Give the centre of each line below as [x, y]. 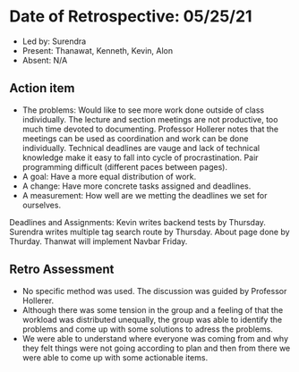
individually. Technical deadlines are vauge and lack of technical [141, 148]
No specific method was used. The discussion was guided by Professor [154, 291]
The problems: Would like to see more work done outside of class [143, 110]
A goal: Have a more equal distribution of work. [109, 176]
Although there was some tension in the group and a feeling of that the [153, 309]
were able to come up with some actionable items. [115, 357]
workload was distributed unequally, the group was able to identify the [152, 319]
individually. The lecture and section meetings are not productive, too [150, 119]
